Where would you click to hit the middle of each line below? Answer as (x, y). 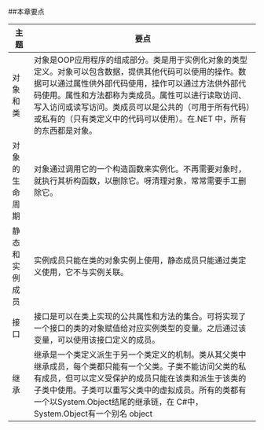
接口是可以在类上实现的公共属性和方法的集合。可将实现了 (140, 316)
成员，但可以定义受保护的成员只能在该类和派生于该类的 (144, 378)
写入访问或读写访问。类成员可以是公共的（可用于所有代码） (142, 107)
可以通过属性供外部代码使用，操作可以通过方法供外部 (140, 83)
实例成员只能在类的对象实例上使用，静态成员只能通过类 (136, 260)
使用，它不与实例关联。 (85, 272)
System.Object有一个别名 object (93, 413)
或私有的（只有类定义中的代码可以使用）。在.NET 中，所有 (140, 119)
